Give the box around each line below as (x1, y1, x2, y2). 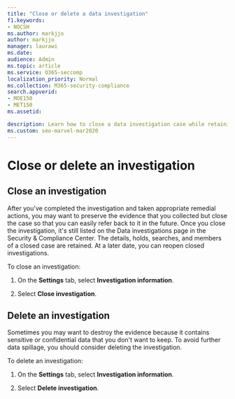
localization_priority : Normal (7, 75, 99, 83)
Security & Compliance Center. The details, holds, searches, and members (7, 234, 222, 242)
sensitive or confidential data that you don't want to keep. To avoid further (7, 336, 221, 344)
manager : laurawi (7, 43, 58, 50)
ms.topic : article (7, 62, 61, 69)
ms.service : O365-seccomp (7, 69, 83, 76)
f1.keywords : (7, 17, 45, 24)
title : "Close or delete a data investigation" (7, 10, 149, 18)
